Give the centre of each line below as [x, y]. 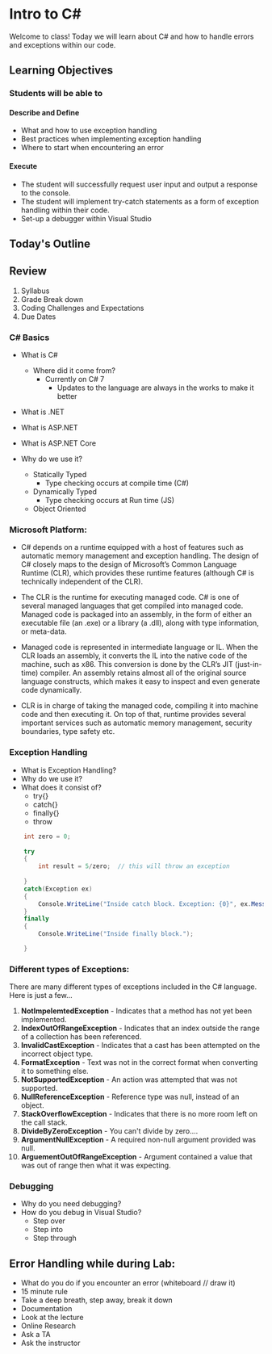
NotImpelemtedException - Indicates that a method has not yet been [136, 1011]
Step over [49, 1221]
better [67, 396]
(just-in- [248, 664]
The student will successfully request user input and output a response [139, 184]
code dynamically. [51, 690]
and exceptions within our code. [63, 44]
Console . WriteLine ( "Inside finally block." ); [116, 934]
